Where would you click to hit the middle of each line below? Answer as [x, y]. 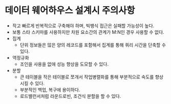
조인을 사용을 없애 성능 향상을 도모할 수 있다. [64, 64]
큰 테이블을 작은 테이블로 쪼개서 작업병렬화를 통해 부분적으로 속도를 [87, 77]
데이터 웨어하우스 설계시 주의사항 [70, 11]
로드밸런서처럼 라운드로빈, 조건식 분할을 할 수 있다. [70, 96]
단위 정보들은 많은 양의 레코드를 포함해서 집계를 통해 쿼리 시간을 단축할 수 [93, 45]
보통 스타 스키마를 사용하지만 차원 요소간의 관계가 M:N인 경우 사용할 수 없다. [88, 32]
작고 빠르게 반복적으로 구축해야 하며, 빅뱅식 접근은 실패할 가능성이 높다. [83, 26]
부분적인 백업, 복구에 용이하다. [50, 90]
